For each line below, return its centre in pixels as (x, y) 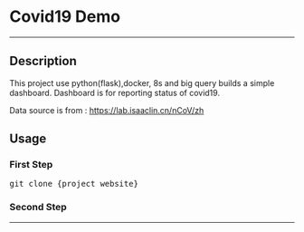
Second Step (38, 208)
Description (43, 61)
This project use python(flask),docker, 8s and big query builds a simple (142, 82)
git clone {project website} (74, 184)
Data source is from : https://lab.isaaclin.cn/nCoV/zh (107, 110)
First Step (31, 165)
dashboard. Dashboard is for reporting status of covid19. (114, 92)
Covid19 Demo (65, 17)
